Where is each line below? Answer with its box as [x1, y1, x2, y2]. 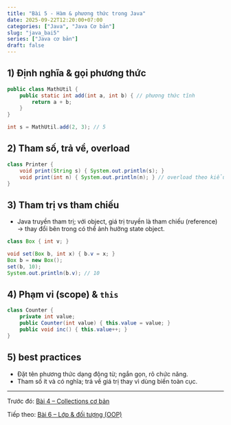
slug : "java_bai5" [7, 29, 60, 36]
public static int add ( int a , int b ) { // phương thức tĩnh [19, 92, 195, 99]
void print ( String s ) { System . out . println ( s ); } [19, 167, 165, 174]
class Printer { [7, 161, 54, 168]
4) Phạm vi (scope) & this [7, 288, 119, 300]
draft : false [7, 42, 45, 49]
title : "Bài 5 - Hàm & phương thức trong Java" [7, 10, 146, 17]
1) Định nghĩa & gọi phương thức [7, 67, 146, 79]
